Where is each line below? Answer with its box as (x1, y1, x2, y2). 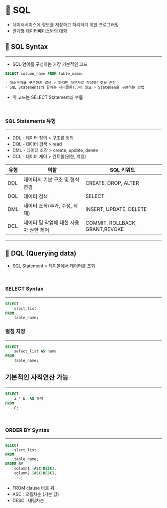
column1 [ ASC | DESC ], (14, 466, 57, 471)
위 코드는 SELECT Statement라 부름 (12, 94, 83, 100)
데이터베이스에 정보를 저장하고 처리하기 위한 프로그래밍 (12, 21, 119, 27)
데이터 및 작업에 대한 (23, 219, 69, 226)
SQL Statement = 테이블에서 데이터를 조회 (12, 263, 95, 269)
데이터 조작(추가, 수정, (23, 202, 72, 209)
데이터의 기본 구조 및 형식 (23, 176, 80, 183)
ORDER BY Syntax (5, 427, 50, 434)
